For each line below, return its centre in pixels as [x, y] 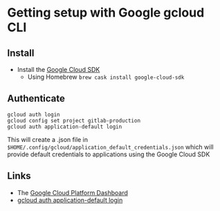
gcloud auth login [34, 114]
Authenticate [36, 99]
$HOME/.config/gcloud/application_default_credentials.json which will [110, 147]
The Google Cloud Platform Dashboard [72, 192]
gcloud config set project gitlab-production [74, 120]
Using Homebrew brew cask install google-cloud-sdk [106, 77]
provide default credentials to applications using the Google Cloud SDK [109, 154]
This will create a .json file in [48, 139]
